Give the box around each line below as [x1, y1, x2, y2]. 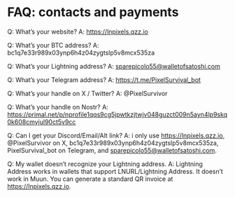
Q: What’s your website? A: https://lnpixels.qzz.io [7, 27, 148, 36]
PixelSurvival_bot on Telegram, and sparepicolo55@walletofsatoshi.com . [7, 146, 217, 154]
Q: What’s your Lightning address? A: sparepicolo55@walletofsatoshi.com [7, 62, 220, 70]
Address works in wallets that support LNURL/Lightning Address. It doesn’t [7, 167, 224, 175]
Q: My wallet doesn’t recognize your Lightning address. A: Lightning [7, 159, 203, 168]
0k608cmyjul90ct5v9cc [7, 117, 76, 126]
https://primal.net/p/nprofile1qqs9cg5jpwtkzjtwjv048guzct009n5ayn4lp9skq [7, 110, 228, 118]
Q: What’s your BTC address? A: [7, 41, 99, 49]
